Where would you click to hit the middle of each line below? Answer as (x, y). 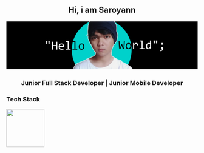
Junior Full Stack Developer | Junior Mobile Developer (102, 83)
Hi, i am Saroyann (102, 10)
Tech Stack (23, 99)
